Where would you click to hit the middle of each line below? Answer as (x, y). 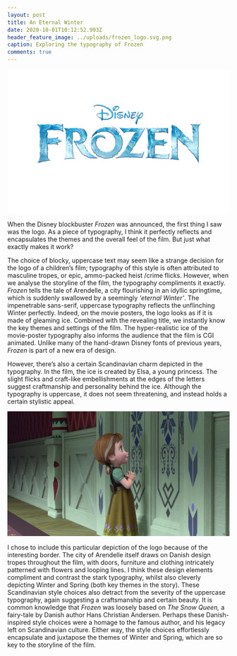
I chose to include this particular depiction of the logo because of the (108, 547)
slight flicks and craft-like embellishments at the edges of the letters (106, 379)
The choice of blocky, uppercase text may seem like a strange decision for (116, 260)
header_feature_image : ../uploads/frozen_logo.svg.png (90, 37)
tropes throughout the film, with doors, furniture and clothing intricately (111, 563)
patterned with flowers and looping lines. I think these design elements (110, 570)
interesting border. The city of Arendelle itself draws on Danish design (109, 555)
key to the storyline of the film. (52, 645)
